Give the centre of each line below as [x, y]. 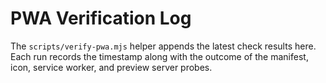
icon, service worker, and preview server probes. [111, 67]
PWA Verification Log [101, 18]
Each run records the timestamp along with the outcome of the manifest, [159, 56]
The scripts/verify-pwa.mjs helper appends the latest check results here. [163, 46]
